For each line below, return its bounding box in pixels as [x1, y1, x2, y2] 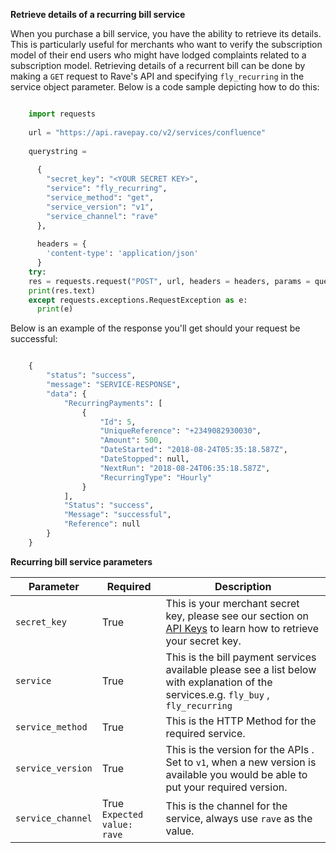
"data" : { [46, 389, 87, 399]
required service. [165, 726, 246, 740]
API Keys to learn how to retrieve [165, 621, 320, 635]
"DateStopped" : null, [99, 454, 190, 464]
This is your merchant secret [165, 596, 300, 610]
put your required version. [165, 780, 288, 794]
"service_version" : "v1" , [46, 202, 155, 212]
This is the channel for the [165, 799, 288, 813]
